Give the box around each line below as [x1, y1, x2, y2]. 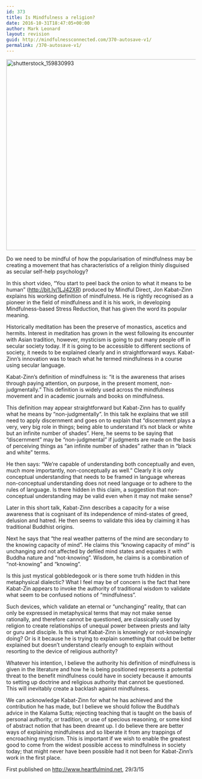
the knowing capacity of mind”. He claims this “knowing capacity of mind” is [6, 541, 195, 548]
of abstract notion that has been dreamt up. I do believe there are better [6, 722, 185, 729]
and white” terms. [6, 449, 50, 456]
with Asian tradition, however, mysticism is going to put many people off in [6, 336, 191, 343]
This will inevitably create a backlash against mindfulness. [6, 685, 150, 692]
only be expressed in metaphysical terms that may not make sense [6, 609, 172, 617]
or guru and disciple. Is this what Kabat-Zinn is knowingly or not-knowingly [6, 628, 192, 635]
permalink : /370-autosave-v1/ [6, 43, 82, 49]
